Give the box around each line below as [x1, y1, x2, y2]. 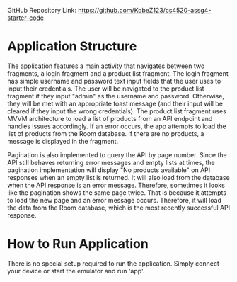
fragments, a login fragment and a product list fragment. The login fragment [7, 69, 229, 77]
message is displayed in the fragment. [7, 137, 119, 145]
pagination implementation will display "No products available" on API [7, 166, 211, 174]
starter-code [7, 13, 45, 22]
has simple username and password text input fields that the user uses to [7, 77, 221, 85]
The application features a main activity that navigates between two [7, 62, 205, 70]
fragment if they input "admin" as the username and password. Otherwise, [7, 91, 225, 100]
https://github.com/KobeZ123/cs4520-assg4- [77, 6, 212, 14]
